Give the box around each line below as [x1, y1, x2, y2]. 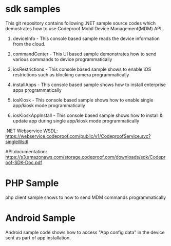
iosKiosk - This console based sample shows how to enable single [12, 97, 154, 103]
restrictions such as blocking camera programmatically [12, 71, 129, 77]
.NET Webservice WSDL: [5, 128, 58, 134]
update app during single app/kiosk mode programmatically [12, 117, 140, 124]
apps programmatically [12, 87, 62, 93]
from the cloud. [12, 40, 46, 47]
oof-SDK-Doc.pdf [5, 159, 43, 166]
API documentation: [5, 148, 47, 154]
